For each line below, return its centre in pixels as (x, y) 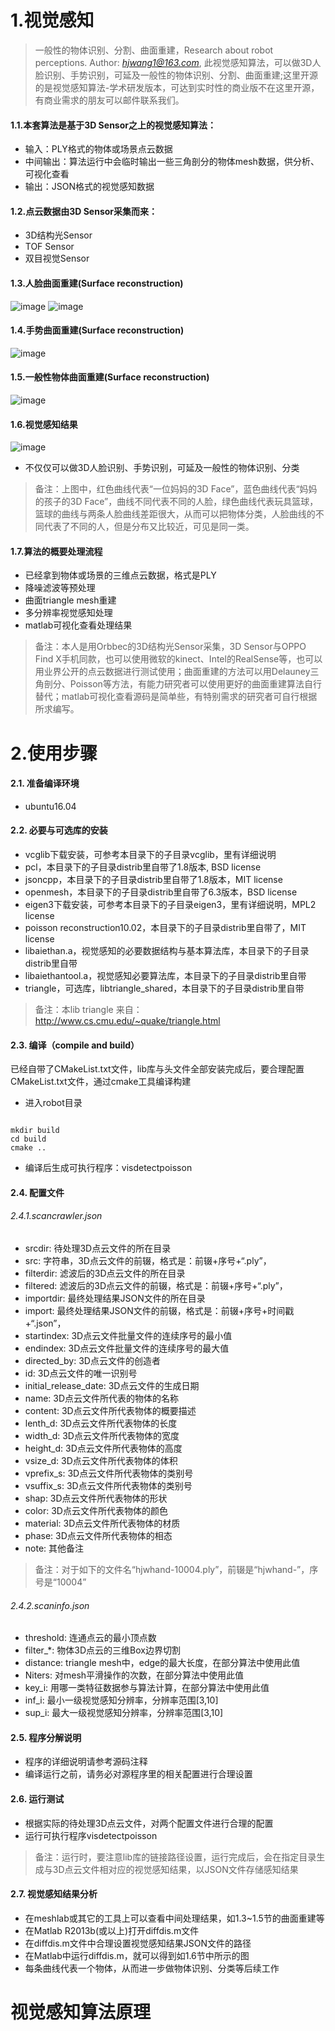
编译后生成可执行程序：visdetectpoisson (108, 1168)
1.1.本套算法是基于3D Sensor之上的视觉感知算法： (113, 125)
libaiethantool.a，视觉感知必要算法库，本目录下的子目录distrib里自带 (165, 975)
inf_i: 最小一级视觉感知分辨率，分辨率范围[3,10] (121, 1700)
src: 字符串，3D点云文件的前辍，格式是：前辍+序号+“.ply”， (148, 1260)
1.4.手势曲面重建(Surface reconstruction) (97, 330)
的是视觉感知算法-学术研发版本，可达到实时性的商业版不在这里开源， (177, 87)
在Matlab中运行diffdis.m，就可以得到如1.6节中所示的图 (137, 1955)
